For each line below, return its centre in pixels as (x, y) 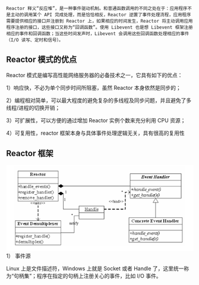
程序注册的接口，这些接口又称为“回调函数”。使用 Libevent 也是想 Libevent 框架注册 (99, 27)
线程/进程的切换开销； (33, 107)
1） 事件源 (18, 256)
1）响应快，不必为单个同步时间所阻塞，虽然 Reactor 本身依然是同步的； (94, 87)
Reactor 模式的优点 (42, 60)
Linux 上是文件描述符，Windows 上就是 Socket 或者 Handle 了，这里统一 (95, 268)
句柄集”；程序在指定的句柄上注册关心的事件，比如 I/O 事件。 (88, 276)
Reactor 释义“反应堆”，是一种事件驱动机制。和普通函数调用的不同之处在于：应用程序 (97, 8)
